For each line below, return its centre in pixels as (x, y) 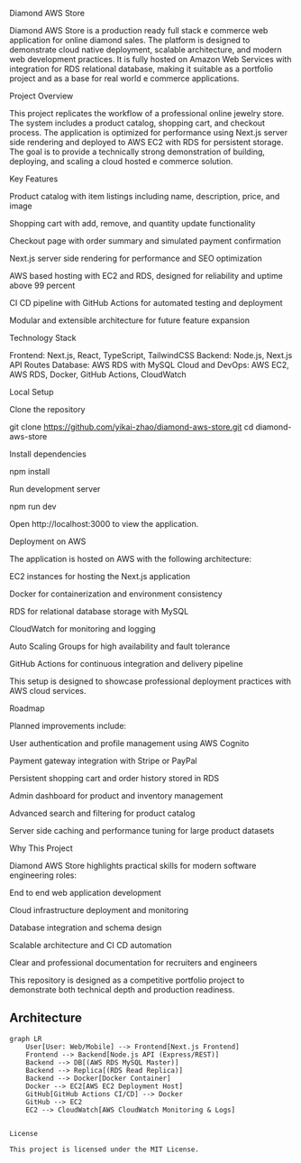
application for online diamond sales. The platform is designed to (130, 40)
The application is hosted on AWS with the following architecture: (131, 559)
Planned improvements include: (68, 726)
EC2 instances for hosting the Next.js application (100, 576)
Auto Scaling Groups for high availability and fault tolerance (120, 646)
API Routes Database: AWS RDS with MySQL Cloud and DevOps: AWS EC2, (150, 365)
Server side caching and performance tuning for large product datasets (142, 831)
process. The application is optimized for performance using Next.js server (149, 133)
